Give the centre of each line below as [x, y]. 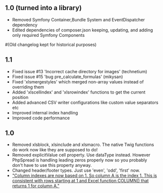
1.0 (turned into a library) [43, 8]
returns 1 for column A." [36, 186]
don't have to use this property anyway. [52, 165]
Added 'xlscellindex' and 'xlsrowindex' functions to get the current [79, 92]
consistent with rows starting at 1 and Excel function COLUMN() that [80, 181]
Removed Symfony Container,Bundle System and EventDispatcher [78, 19]
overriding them [28, 87]
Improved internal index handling [45, 113]
